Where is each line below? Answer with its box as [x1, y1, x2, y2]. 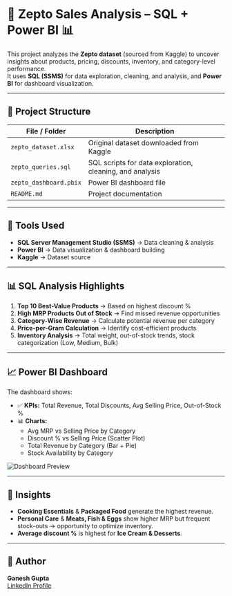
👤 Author [7, 556, 46, 568]
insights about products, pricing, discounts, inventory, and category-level [7, 57, 215, 65]
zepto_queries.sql [10, 162, 71, 171]
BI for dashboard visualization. [7, 79, 94, 87]
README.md [10, 189, 43, 198]
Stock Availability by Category [27, 449, 113, 457]
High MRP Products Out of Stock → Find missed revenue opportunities [17, 309, 220, 317]
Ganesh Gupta [7, 574, 50, 582]
